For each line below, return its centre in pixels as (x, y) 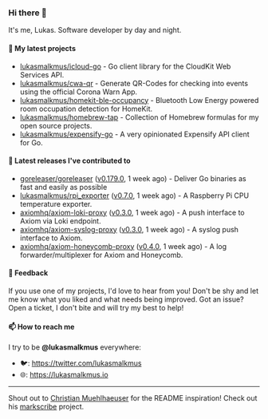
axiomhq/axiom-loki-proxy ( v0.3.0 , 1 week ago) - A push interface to (132, 212)
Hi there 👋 (28, 13)
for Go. (32, 142)
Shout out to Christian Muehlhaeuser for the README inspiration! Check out (133, 398)
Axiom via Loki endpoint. (60, 221)
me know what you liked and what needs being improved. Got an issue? (126, 299)
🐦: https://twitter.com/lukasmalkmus (81, 363)
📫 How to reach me (41, 326)
